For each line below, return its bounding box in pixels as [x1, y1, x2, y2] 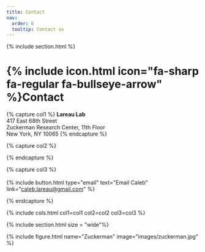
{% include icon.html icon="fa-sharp [6, 64, 199, 78]
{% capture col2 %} [6, 142, 57, 150]
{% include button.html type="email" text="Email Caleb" [6, 179, 148, 186]
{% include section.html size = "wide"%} [6, 221, 110, 229]
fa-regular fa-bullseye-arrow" [6, 77, 163, 91]
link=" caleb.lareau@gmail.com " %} [6, 185, 95, 193]
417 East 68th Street [6, 117, 58, 124]
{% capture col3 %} [6, 166, 57, 174]
